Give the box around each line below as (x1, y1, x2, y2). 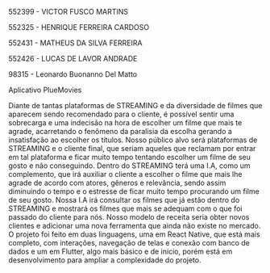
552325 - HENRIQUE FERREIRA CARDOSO (8, 23, 150, 31)
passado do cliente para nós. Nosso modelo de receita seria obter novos (8, 212, 250, 221)
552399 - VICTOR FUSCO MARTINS (8, 7, 129, 16)
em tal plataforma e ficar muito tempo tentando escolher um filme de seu (8, 153, 251, 162)
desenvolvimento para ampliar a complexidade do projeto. (8, 255, 201, 265)
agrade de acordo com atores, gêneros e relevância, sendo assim (8, 178, 226, 187)
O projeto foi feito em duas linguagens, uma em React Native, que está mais (8, 229, 260, 239)
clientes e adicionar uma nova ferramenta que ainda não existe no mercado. (8, 221, 261, 230)
